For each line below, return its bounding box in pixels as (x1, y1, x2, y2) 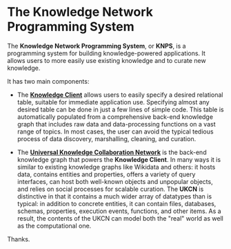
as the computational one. (17, 221, 92, 230)
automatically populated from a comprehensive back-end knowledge (17, 112, 214, 121)
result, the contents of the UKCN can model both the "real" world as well (17, 214, 224, 222)
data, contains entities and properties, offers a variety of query (17, 170, 196, 178)
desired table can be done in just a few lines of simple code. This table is (17, 105, 224, 113)
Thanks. (7, 234, 30, 243)
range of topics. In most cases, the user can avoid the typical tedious (17, 127, 214, 136)
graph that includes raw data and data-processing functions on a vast (17, 120, 216, 128)
